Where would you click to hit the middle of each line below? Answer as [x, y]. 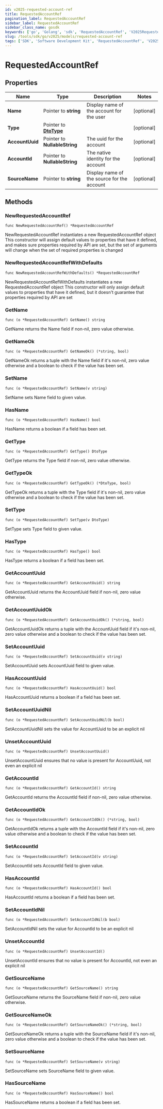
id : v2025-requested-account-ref [39, 9]
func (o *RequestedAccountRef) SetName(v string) [56, 388]
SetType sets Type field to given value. [44, 529]
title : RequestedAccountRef [33, 14]
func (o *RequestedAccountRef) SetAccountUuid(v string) [64, 657]
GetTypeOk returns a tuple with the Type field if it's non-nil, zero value [75, 492]
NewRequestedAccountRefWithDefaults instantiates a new [64, 282]
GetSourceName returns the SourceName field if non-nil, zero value [73, 997]
